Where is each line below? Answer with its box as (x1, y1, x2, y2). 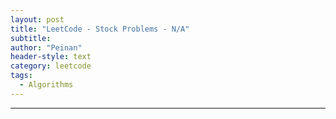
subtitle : (10, 33, 52, 43)
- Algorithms (19, 80, 74, 90)
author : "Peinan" (10, 42, 83, 53)
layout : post (10, 14, 65, 25)
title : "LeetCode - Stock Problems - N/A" (10, 24, 190, 34)
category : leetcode (10, 61, 92, 71)
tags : (10, 71, 33, 81)
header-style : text (10, 52, 92, 62)
